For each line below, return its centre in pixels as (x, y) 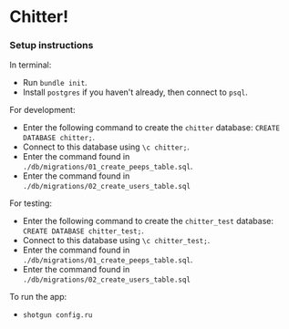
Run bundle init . (55, 83)
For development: (42, 110)
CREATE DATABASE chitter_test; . (83, 231)
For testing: (31, 203)
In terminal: (31, 65)
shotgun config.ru (57, 315)
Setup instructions (52, 46)
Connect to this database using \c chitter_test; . (116, 241)
